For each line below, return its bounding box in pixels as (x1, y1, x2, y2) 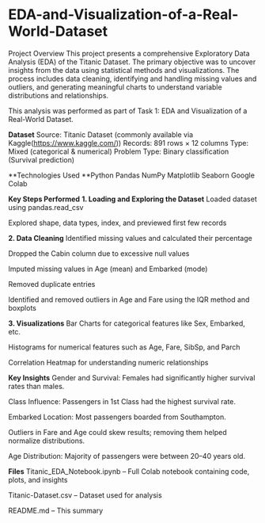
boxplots (8, 303, 37, 312)
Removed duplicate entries (8, 279, 96, 288)
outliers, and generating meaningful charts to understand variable (8, 82, 223, 92)
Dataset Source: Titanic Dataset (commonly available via (8, 129, 194, 139)
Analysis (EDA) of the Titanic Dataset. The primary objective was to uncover (8, 57, 256, 67)
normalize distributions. (8, 436, 85, 445)
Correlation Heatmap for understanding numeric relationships (8, 357, 209, 367)
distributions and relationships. (8, 90, 109, 100)
